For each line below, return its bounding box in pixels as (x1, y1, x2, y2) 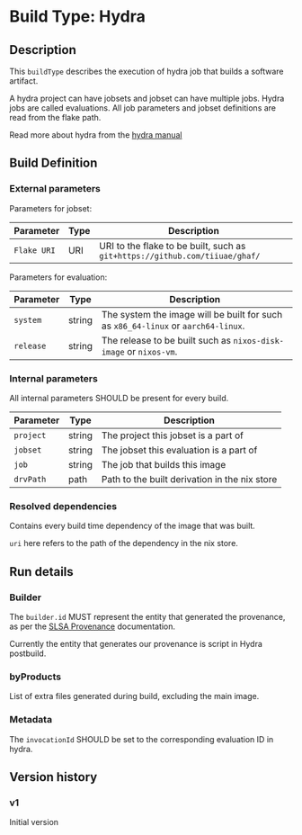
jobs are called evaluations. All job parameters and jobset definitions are (9, 103, 277, 113)
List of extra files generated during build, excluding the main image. (9, 691, 260, 702)
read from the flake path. (9, 112, 102, 122)
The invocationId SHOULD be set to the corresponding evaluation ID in (9, 733, 274, 744)
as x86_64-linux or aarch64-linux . (101, 319, 245, 332)
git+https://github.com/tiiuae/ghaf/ (98, 250, 261, 261)
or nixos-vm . (127, 345, 178, 357)
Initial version (9, 817, 59, 828)
